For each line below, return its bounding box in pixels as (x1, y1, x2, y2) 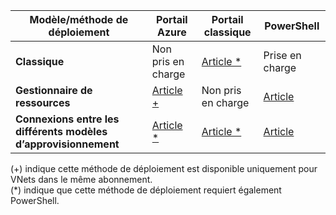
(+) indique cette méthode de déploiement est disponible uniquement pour (10, 163, 318, 174)
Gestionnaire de (15, 84, 93, 97)
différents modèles (15, 125, 108, 138)
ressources (15, 96, 71, 109)
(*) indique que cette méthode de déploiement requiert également (10, 184, 282, 196)
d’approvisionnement (15, 137, 120, 151)
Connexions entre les (15, 112, 120, 126)
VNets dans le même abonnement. (10, 174, 153, 185)
